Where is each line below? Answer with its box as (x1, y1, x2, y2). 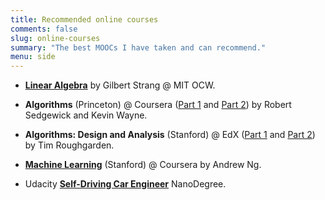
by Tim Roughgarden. (24, 139, 115, 151)
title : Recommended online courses (10, 14, 159, 25)
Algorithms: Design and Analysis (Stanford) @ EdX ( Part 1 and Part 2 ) (24, 129, 316, 141)
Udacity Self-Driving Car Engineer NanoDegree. (24, 178, 227, 190)
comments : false (10, 24, 78, 34)
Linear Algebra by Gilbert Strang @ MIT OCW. (24, 79, 216, 91)
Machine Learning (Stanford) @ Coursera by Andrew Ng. (24, 159, 262, 171)
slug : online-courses (10, 33, 101, 43)
